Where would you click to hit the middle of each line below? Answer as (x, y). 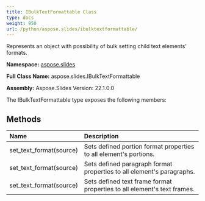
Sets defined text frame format (128, 182)
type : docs (20, 18)
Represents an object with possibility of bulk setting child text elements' (97, 46)
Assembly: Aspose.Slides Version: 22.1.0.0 (60, 88)
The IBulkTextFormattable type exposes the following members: (86, 100)
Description (101, 136)
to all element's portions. (119, 154)
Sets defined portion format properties (139, 147)
